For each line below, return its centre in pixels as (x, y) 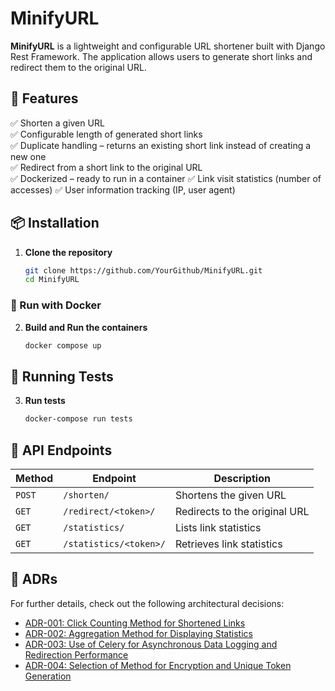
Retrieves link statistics (228, 544)
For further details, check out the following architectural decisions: (147, 603)
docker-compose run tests (78, 419)
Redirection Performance (76, 654)
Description (242, 478)
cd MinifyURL (52, 280)
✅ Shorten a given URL (57, 123)
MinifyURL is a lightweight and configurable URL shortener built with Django (168, 46)
